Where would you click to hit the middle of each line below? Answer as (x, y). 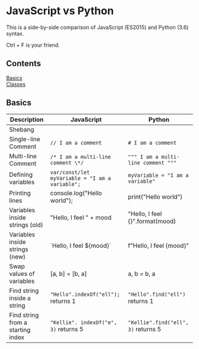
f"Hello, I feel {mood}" (158, 245)
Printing (20, 193)
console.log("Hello (76, 193)
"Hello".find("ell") (157, 294)
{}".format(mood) (152, 221)
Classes (16, 84)
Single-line (25, 139)
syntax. (15, 33)
